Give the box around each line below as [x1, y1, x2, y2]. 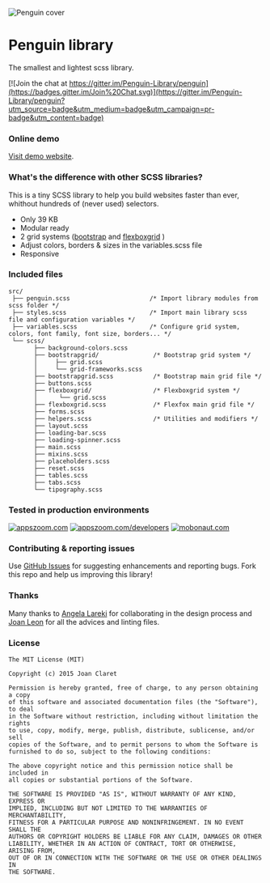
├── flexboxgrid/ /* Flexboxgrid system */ [33, 386, 241, 394]
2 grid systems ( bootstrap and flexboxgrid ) [19, 231, 166, 241]
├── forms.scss [33, 407, 85, 416]
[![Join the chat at [8, 78, 68, 88]
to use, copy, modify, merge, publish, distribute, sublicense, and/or [8, 727, 255, 735]
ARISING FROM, [8, 847, 57, 855]
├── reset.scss [33, 464, 85, 473]
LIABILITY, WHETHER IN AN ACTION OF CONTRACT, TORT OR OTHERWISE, [8, 840, 237, 848]
